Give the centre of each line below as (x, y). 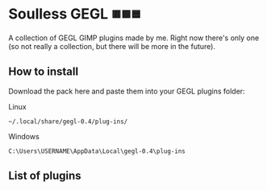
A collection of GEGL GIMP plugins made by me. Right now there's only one (134, 38)
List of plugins (45, 175)
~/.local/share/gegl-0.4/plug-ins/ (68, 122)
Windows (24, 136)
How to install (44, 72)
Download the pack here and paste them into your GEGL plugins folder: (127, 91)
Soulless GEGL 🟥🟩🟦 (75, 14)
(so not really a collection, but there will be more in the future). (112, 46)
